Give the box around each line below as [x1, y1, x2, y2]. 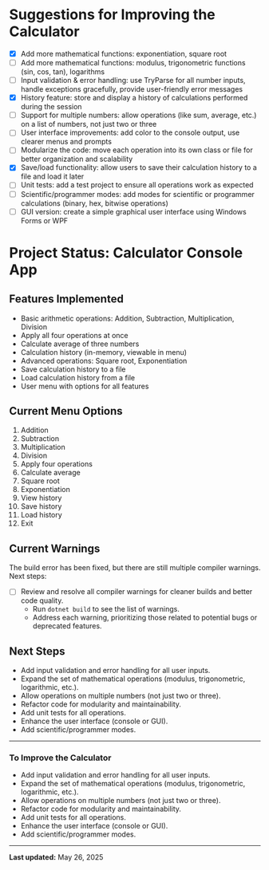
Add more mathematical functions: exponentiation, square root [20, 49, 227, 58]
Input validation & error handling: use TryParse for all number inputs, [20, 76, 246, 85]
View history [20, 493, 62, 503]
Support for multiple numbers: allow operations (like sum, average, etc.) [20, 110, 257, 120]
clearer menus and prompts [20, 137, 113, 147]
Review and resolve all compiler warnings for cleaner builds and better [20, 587, 253, 596]
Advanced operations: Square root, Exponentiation [20, 356, 188, 365]
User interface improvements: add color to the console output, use [20, 128, 240, 137]
